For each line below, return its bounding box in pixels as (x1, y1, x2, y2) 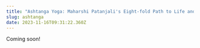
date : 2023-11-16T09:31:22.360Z (6, 19, 86, 25)
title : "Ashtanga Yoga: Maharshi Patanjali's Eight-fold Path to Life (6, 8, 185, 15)
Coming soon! (6, 36, 40, 43)
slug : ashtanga (6, 14, 44, 20)
